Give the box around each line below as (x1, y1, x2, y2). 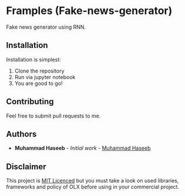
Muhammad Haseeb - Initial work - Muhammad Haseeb (14, 145, 151, 152)
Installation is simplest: (6, 56, 62, 63)
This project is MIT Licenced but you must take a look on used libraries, (6, 177, 179, 184)
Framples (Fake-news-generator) (6, 4, 173, 18)
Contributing (6, 97, 54, 106)
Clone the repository (14, 67, 65, 74)
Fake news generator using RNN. (6, 23, 86, 30)
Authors (6, 129, 37, 139)
